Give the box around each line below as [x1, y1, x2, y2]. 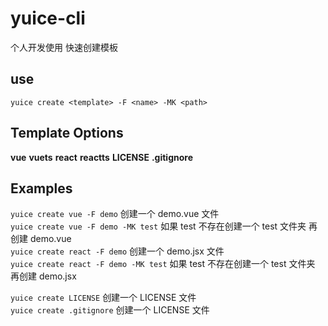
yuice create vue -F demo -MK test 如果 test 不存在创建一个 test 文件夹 [10, 220, 307, 232]
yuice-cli [10, 7, 86, 30]
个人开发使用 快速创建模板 [10, 41, 118, 53]
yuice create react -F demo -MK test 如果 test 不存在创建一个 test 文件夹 [10, 258, 316, 270]
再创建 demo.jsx [10, 270, 77, 282]
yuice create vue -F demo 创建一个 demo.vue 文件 [10, 208, 220, 220]
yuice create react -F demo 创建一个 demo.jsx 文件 [10, 245, 225, 257]
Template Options [10, 125, 124, 142]
